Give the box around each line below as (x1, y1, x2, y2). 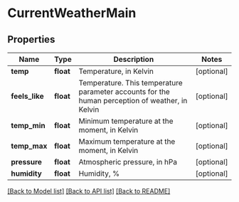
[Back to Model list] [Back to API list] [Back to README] (7, 187, 171, 195)
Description (113, 55, 154, 64)
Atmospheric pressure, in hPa (78, 157, 178, 166)
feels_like (11, 91, 44, 101)
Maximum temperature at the (78, 137, 176, 147)
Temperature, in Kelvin (78, 66, 154, 76)
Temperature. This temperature (78, 78, 183, 87)
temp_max (11, 141, 48, 151)
